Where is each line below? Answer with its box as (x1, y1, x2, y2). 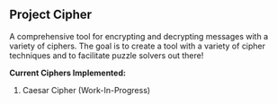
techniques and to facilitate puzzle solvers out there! (9, 49, 204, 61)
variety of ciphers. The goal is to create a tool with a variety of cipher (9, 40, 266, 51)
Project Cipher (9, 7, 93, 22)
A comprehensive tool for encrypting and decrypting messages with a (9, 30, 268, 41)
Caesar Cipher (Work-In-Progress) (22, 84, 151, 95)
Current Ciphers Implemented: (9, 67, 126, 78)
